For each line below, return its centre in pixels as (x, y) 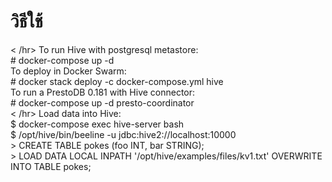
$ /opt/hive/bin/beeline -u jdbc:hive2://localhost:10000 (123, 134)
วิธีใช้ (26, 21)
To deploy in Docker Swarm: (68, 71)
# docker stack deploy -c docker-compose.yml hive (117, 81)
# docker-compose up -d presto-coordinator (102, 102)
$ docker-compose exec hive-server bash (97, 124)
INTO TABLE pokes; (51, 166)
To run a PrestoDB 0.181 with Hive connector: (103, 92)
